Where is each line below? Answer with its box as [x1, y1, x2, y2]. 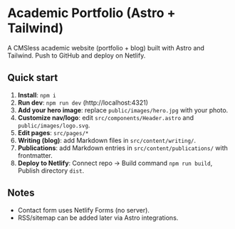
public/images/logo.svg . [17, 121, 90, 129]
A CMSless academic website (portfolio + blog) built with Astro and [7, 43, 205, 52]
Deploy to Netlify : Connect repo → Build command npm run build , [17, 159, 213, 167]
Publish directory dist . [17, 166, 84, 175]
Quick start [7, 72, 58, 84]
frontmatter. [17, 151, 53, 159]
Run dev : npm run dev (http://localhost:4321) [17, 98, 148, 107]
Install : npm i [17, 90, 56, 99]
